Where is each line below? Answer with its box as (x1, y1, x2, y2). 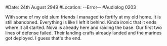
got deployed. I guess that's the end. (5, 35, 82, 41)
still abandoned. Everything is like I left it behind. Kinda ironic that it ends (5, 19, 157, 25)
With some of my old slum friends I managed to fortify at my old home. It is (5, 14, 161, 19)
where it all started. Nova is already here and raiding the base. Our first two (5, 24, 162, 30)
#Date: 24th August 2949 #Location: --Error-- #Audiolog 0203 (5, 4, 137, 10)
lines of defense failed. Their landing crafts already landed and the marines (5, 30, 162, 35)
